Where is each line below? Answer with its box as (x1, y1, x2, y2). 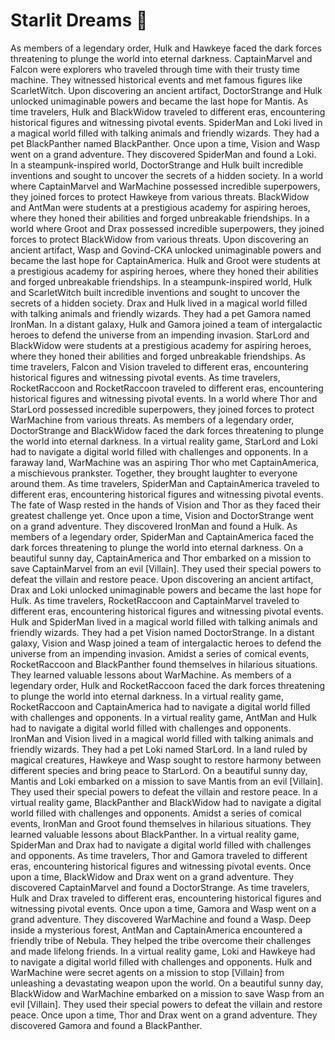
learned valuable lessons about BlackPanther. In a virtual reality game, (10, 828, 300, 840)
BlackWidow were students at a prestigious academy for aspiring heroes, (10, 339, 312, 351)
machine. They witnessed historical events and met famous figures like (10, 74, 303, 86)
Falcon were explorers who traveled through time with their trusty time (10, 63, 300, 75)
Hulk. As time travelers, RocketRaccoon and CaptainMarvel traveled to (10, 594, 300, 606)
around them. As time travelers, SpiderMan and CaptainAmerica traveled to (10, 477, 320, 489)
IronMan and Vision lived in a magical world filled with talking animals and (10, 732, 314, 744)
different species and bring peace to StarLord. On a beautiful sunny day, (10, 764, 308, 776)
